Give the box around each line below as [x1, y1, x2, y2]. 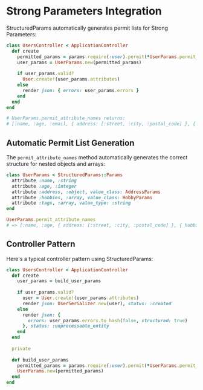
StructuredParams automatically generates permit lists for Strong [6, 24, 168, 31]
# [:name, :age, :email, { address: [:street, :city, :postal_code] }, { [6, 121, 196, 127]
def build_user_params [11, 357, 69, 363]
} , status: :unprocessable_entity [22, 323, 110, 329]
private [11, 345, 31, 352]
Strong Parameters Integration [6, 4, 162, 18]
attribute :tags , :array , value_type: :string [11, 200, 131, 207]
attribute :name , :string [11, 177, 77, 183]
